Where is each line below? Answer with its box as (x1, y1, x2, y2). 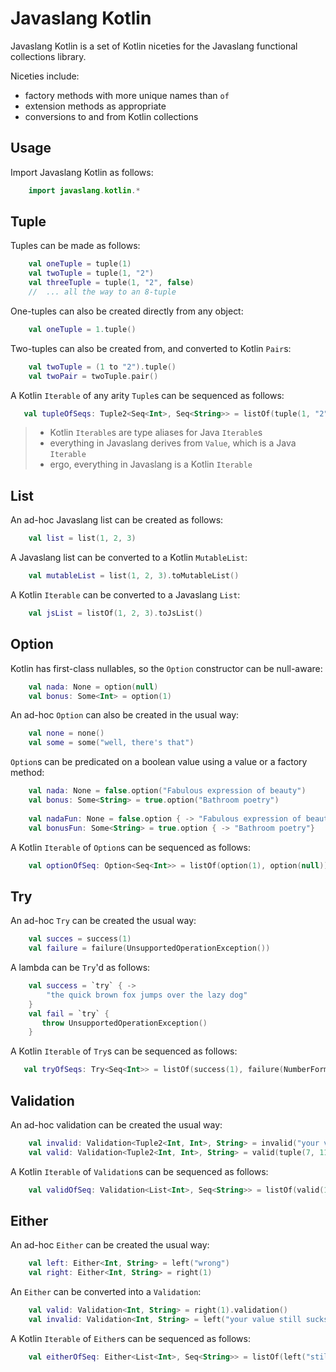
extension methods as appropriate (24, 100, 167, 112)
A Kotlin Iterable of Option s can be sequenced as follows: (10, 841, 251, 853)
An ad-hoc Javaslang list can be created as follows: (10, 514, 224, 526)
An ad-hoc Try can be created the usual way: (10, 915, 197, 927)
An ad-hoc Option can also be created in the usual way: (10, 709, 240, 721)
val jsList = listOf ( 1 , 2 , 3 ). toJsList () (28, 608, 204, 618)
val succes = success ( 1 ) (28, 934, 132, 944)
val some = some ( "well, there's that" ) (28, 738, 195, 748)
